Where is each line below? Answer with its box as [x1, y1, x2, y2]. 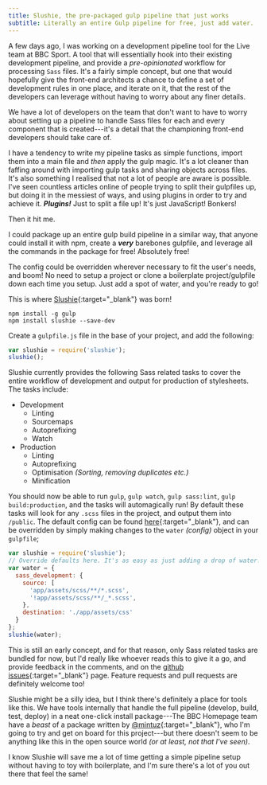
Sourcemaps [31, 417, 74, 427]
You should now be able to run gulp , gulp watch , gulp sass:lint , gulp [8, 491, 236, 502]
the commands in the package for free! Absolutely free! [8, 246, 190, 256]
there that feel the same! [8, 769, 89, 779]
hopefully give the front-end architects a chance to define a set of [8, 75, 224, 84]
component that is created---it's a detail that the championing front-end [8, 124, 244, 134]
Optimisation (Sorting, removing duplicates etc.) [31, 467, 189, 478]
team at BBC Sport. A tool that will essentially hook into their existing [8, 49, 233, 59]
